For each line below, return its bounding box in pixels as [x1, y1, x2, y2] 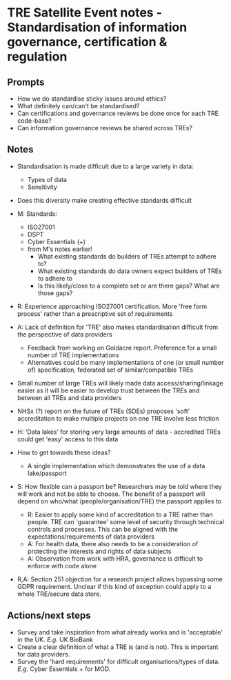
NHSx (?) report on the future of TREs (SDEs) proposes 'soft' [17, 407, 190, 415]
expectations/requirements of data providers [27, 532, 155, 541]
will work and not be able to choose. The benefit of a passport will [17, 490, 205, 498]
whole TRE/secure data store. [17, 590, 102, 598]
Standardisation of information [7, 19, 188, 35]
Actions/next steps [7, 610, 91, 621]
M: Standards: [17, 209, 57, 218]
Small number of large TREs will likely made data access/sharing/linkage [17, 379, 223, 387]
